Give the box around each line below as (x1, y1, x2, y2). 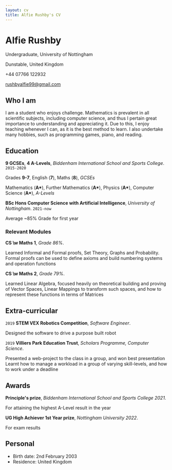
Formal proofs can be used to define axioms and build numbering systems (5, 255, 163, 261)
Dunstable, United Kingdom (5, 61, 64, 67)
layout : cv (5, 7, 29, 13)
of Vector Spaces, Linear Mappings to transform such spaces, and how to (5, 286, 162, 292)
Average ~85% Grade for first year (5, 215, 79, 221)
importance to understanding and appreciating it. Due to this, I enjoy (5, 121, 150, 127)
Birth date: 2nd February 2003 (12, 453, 77, 459)
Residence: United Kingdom (12, 458, 72, 465)
